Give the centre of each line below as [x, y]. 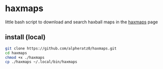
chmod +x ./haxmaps [25, 57]
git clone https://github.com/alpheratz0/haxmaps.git [61, 48]
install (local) [25, 37]
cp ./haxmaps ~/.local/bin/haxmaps [41, 62]
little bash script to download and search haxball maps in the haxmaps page [81, 22]
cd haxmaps [16, 53]
